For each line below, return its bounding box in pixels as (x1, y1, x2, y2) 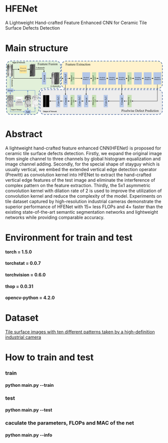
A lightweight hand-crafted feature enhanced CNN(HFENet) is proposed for (5, 145, 161, 151)
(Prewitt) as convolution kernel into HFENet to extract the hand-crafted (5, 172, 151, 178)
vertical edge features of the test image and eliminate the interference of (5, 177, 155, 183)
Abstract (5, 128, 43, 140)
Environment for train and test (5, 232, 133, 243)
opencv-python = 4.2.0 (5, 294, 55, 301)
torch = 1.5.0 (5, 249, 32, 255)
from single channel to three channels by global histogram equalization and (5, 156, 161, 162)
